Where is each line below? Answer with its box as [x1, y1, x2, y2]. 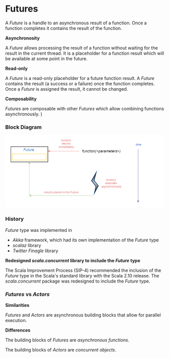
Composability [5, 96, 37, 102]
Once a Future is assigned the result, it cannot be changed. [5, 86, 128, 92]
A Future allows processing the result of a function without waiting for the [5, 45, 158, 51]
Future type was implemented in [5, 227, 72, 233]
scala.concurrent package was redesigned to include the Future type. [5, 278, 150, 284]
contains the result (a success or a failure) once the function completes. [5, 81, 155, 87]
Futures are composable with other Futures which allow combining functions [5, 105, 164, 111]
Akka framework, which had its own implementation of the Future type [12, 236, 159, 243]
